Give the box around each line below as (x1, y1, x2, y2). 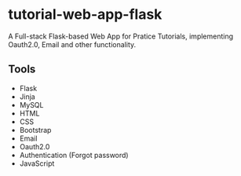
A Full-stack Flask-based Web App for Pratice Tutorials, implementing (8, 31, 234, 41)
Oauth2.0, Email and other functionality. (8, 39, 137, 49)
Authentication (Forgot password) (19, 150, 129, 159)
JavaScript (19, 159, 55, 168)
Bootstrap (19, 125, 52, 134)
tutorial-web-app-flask (8, 5, 162, 24)
